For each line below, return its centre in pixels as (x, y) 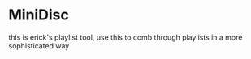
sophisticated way (39, 45)
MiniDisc (39, 15)
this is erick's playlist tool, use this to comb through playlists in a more (125, 37)
